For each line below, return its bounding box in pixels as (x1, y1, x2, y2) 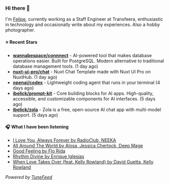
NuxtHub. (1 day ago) (12, 74, 58, 80)
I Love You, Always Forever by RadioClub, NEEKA (12, 137, 116, 143)
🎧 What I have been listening (5, 124, 69, 130)
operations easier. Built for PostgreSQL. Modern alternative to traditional (12, 58, 164, 64)
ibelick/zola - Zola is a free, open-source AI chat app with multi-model (12, 107, 161, 113)
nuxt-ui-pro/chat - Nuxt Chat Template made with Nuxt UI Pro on (12, 68, 151, 74)
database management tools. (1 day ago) (12, 63, 98, 69)
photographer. (5, 27, 36, 33)
